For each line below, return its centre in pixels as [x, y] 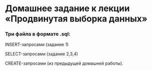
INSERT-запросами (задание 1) [37, 45]
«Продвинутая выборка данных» [76, 19]
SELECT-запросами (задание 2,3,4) [42, 54]
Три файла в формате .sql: [38, 34]
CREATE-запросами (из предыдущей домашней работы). [64, 63]
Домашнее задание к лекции [67, 9]
